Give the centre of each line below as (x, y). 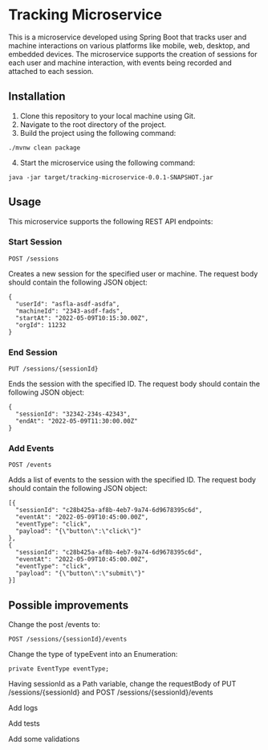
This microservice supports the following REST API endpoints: (111, 221)
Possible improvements (69, 605)
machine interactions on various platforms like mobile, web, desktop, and (129, 45)
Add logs (23, 708)
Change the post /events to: (54, 625)
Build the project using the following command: (98, 133)
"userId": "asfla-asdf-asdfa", (68, 304)
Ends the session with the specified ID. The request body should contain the (134, 384)
